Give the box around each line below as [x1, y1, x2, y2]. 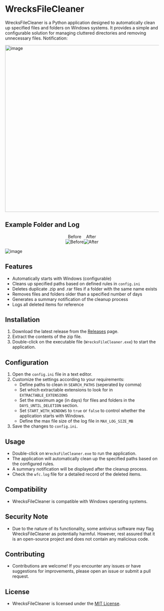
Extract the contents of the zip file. [12, 334, 82, 339]
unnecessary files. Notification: [5, 35, 68, 41]
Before [68, 233, 82, 239]
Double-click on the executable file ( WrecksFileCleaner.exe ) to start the [12, 339, 156, 345]
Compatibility [5, 485, 47, 494]
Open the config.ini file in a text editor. [12, 371, 93, 377]
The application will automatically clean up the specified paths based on [12, 456, 158, 461]
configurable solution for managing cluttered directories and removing [5, 30, 146, 36]
